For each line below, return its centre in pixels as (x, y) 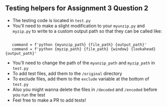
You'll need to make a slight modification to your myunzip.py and (78, 26)
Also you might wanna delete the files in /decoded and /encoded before (85, 89)
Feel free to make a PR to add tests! (49, 100)
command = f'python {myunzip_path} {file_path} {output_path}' (79, 45)
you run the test (29, 94)
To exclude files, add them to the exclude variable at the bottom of (81, 79)
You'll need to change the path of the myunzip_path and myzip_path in (84, 63)
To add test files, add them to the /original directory (67, 73)
